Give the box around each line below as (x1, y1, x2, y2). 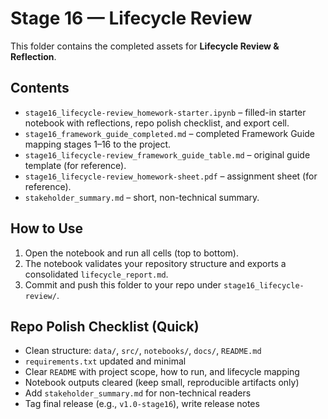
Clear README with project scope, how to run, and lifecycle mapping (24, 366, 300, 378)
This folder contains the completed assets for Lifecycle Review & (10, 40, 280, 52)
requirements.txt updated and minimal (24, 355, 187, 367)
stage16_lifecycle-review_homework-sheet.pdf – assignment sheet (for (24, 170, 318, 182)
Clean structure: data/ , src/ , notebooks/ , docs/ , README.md (24, 345, 262, 357)
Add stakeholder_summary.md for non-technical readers (24, 387, 252, 399)
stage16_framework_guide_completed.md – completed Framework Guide (24, 127, 316, 139)
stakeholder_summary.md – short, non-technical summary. (24, 191, 260, 203)
